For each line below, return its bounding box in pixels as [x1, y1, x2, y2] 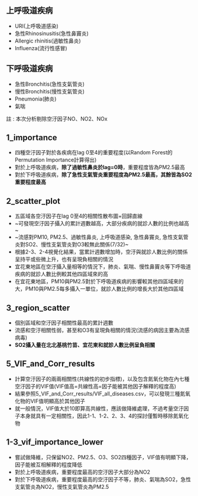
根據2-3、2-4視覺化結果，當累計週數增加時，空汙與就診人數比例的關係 [14, 248, 188, 255]
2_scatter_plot [6, 196, 60, 206]
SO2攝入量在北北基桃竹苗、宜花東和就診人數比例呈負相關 [14, 342, 155, 349]
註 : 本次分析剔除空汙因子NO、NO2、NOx [6, 115, 108, 122]
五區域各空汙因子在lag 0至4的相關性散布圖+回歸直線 [14, 212, 143, 220]
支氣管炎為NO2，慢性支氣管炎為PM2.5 [14, 483, 109, 490]
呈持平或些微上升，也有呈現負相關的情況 [14, 256, 113, 263]
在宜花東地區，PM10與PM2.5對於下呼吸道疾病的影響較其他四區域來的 [14, 278, 184, 285]
